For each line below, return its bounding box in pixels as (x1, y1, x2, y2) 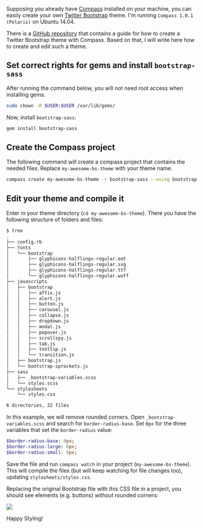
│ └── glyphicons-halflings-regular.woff (6, 273, 129, 279)
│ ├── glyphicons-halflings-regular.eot (6, 256, 126, 262)
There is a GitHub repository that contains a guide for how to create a (6, 30, 181, 37)
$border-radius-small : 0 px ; (6, 449, 78, 455)
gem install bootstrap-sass (6, 125, 78, 131)
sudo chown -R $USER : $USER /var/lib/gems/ (6, 103, 115, 109)
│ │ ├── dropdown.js (6, 318, 69, 324)
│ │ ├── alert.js (6, 295, 61, 301)
